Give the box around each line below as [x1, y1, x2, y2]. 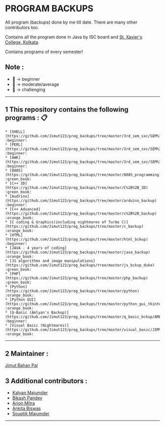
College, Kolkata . [5, 39, 40, 45]
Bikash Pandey [12, 395, 43, 401]
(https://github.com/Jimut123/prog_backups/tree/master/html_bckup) [5, 237, 148, 242]
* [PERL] [5, 142, 23, 147]
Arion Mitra [12, 400, 35, 406]
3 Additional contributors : [5, 377, 87, 385]
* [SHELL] [5, 129, 26, 134]
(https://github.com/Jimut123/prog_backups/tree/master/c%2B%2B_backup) [5, 211, 157, 216]
